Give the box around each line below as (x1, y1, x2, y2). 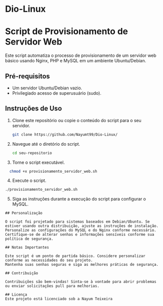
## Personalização (5, 211, 43, 216)
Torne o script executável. (12, 159, 65, 165)
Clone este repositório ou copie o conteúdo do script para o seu (12, 117, 142, 123)
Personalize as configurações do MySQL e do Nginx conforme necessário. (5, 228, 157, 233)
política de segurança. (5, 236, 54, 241)
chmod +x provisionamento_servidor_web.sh (9, 169, 97, 174)
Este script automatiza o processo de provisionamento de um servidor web (5, 52, 157, 58)
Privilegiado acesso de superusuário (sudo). (12, 90, 102, 96)
